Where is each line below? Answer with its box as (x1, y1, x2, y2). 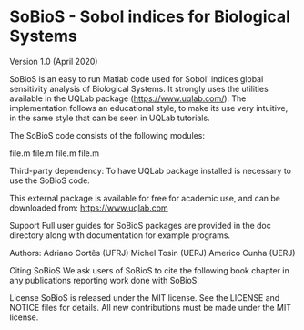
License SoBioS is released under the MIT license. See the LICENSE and (9, 292, 280, 303)
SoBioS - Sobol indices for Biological (9, 6, 291, 27)
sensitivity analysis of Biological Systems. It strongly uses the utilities (9, 83, 269, 94)
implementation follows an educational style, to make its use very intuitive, (9, 102, 289, 113)
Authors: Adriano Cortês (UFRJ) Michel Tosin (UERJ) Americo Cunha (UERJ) (9, 247, 296, 258)
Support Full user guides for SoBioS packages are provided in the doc (9, 220, 271, 231)
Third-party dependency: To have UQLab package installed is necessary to (9, 165, 291, 176)
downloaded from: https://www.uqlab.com (9, 202, 168, 213)
